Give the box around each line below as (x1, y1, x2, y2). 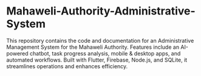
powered (6, 49, 29, 57)
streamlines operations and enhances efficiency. (6, 62, 128, 70)
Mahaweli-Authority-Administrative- (6, 4, 196, 18)
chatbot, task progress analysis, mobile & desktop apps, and (29, 49, 181, 57)
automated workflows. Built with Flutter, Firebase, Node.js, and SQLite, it (6, 56, 188, 63)
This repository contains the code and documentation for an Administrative (6, 37, 194, 44)
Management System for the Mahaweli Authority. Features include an (6, 43, 180, 51)
